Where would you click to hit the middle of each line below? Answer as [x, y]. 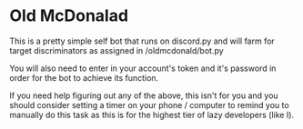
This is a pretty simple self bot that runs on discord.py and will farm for [142, 41]
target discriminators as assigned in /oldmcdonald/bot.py [117, 50]
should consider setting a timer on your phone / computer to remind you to [149, 104]
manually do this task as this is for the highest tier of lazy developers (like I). [151, 114]
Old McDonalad [69, 16]
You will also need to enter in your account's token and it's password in [143, 68]
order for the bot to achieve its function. [84, 77]
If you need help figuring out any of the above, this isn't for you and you [144, 95]
